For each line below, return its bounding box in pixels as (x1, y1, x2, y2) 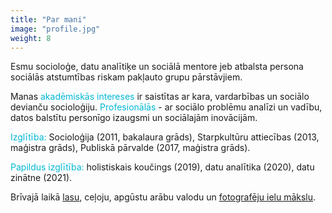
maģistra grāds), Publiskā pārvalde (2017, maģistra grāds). (10, 142, 251, 154)
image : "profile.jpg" (10, 24, 101, 34)
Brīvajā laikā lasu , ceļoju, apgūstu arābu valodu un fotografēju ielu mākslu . (10, 191, 317, 203)
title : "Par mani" (10, 14, 87, 25)
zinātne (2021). (10, 172, 73, 184)
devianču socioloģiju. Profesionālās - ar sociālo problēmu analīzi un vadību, (10, 101, 323, 113)
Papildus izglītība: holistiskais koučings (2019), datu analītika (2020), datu (10, 161, 315, 173)
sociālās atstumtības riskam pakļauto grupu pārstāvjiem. (10, 71, 243, 83)
